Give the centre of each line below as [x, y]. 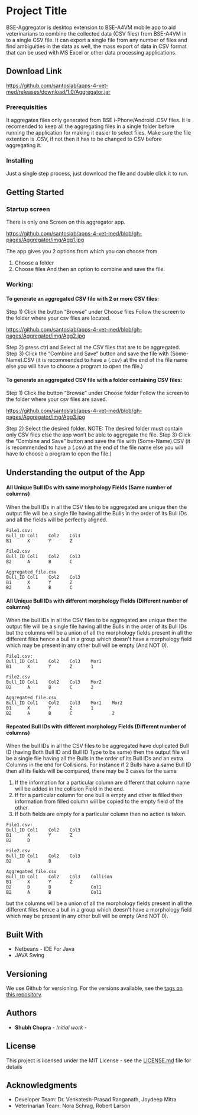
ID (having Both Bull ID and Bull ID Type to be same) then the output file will [98, 752]
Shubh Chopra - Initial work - [51, 1027]
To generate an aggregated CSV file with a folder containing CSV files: [94, 380]
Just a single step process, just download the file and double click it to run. [97, 174]
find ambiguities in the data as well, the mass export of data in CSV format [97, 46]
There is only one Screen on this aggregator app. [66, 222]
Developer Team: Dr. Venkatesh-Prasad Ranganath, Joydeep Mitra [95, 1100]
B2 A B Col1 [54, 893]
